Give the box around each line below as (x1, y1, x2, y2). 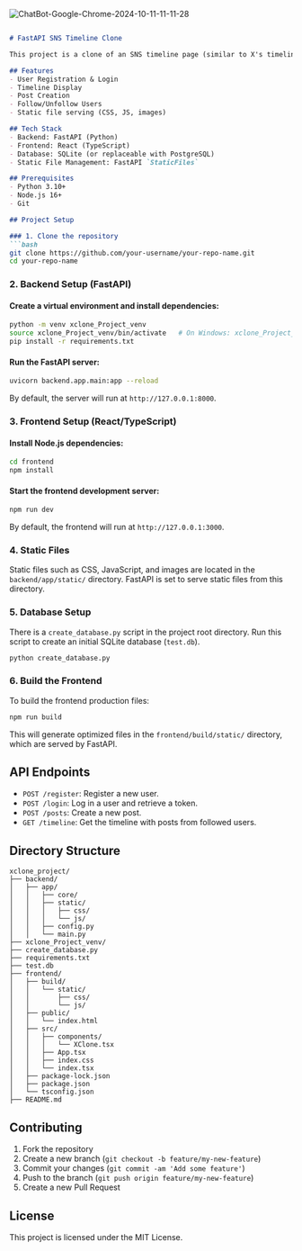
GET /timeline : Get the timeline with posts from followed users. (22, 817, 257, 828)
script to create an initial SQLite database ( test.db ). (9, 635, 200, 647)
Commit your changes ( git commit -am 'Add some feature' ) (22, 1163, 245, 1174)
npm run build (9, 712, 63, 722)
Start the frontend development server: (9, 485, 160, 496)
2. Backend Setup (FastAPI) (9, 278, 132, 291)
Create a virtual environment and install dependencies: (9, 300, 219, 310)
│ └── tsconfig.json (9, 1087, 94, 1097)
